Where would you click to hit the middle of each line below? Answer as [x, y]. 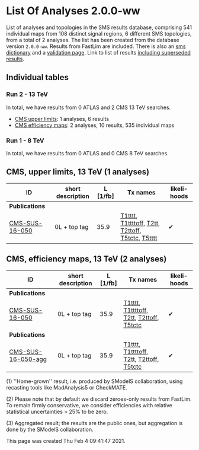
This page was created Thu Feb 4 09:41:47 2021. [66, 441]
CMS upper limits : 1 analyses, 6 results [62, 119]
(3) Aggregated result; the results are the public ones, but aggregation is [94, 423]
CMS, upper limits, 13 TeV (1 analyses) [78, 172]
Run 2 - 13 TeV [27, 94]
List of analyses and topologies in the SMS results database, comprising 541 [99, 27]
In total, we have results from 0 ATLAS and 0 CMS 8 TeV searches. [87, 153]
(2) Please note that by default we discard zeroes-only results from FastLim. [99, 399]
